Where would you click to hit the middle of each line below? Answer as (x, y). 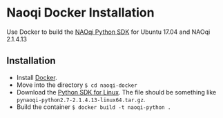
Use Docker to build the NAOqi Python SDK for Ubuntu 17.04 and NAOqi (108, 32)
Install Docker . (37, 77)
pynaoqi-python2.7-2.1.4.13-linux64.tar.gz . (81, 99)
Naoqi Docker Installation (80, 13)
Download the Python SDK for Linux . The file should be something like (116, 92)
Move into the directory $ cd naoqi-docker (77, 85)
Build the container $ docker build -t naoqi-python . (94, 107)
